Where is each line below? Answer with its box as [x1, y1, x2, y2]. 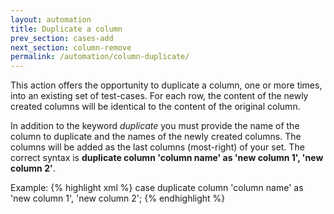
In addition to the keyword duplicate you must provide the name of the [10, 120, 300, 132]
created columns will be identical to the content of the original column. [10, 101, 301, 113]
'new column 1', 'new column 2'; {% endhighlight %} [10, 192, 226, 205]
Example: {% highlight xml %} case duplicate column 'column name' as [10, 182, 304, 194]
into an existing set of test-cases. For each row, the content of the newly [10, 90, 309, 102]
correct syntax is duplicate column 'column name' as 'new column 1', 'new [10, 152, 324, 164]
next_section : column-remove [10, 42, 132, 53]
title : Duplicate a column [10, 24, 123, 34]
